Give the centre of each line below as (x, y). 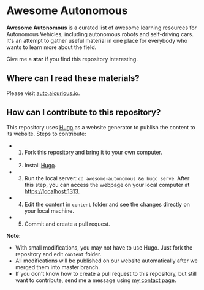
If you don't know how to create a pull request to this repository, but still (106, 273)
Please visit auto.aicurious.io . (43, 93)
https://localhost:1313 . (52, 191)
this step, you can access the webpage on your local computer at (107, 185)
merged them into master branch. (57, 267)
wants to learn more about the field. (51, 47)
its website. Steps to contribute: (47, 134)
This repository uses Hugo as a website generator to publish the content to (101, 127)
